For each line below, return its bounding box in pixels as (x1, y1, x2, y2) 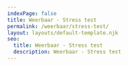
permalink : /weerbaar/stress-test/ (7, 23, 109, 30)
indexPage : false (7, 10, 57, 17)
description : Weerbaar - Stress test (13, 49, 122, 56)
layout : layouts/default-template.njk (7, 29, 118, 36)
